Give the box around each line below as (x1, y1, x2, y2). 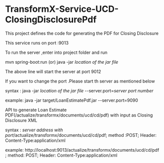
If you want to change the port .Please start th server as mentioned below (5, 78, 155, 84)
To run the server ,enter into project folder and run (5, 49, 108, 55)
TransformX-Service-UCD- (5, 3, 119, 15)
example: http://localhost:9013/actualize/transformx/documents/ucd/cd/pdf (5, 147, 160, 153)
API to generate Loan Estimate (5, 107, 67, 113)
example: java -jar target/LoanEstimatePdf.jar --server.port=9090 (5, 97, 138, 103)
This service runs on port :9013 (5, 40, 69, 45)
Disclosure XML (5, 117, 38, 123)
